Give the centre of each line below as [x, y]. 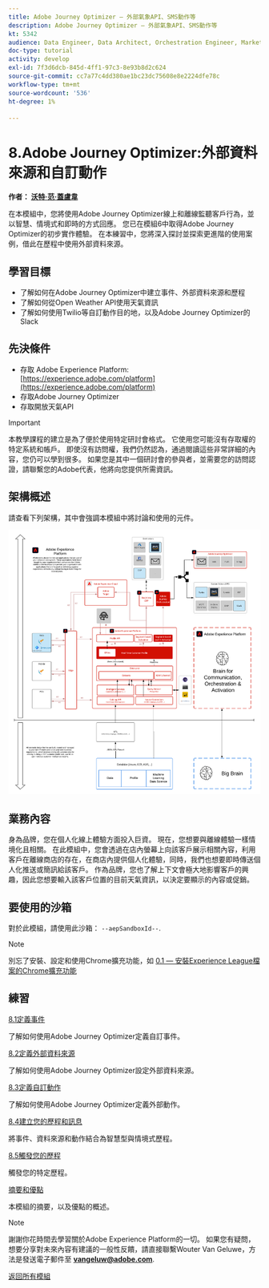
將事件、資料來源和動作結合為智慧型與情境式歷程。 [92, 1138]
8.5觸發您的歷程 [35, 1155]
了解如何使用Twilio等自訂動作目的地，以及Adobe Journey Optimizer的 [135, 312]
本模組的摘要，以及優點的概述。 [61, 1206]
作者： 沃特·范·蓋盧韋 [43, 197]
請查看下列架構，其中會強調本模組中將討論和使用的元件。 [103, 518]
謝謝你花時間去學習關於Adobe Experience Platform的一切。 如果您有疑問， [132, 1239]
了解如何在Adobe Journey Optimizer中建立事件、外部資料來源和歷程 [132, 292]
